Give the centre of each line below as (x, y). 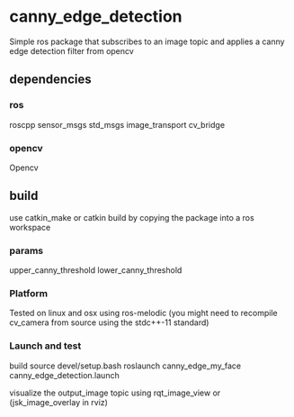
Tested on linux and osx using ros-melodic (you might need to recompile (143, 313)
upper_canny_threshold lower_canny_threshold (96, 270)
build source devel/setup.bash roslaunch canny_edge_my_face (125, 366)
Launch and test (45, 346)
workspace (30, 227)
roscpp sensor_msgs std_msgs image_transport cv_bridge (117, 124)
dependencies (50, 80)
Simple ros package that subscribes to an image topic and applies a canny (147, 41)
